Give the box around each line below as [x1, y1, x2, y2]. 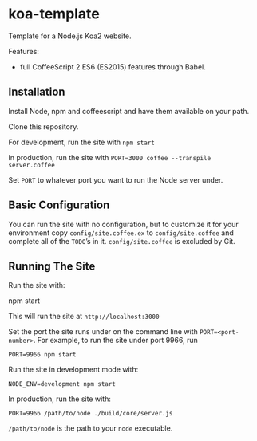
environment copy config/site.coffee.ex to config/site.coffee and [8, 228, 234, 238]
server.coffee [8, 161, 56, 169]
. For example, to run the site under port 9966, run [33, 336, 198, 345]
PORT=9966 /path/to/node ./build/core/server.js [8, 410, 173, 418]
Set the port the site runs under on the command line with [8, 327, 198, 337]
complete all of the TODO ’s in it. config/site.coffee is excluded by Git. [8, 236, 235, 246]
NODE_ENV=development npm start [8, 380, 116, 388]
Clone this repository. [8, 121, 79, 132]
